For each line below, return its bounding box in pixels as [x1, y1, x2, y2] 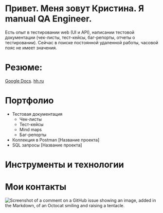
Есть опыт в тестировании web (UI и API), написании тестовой [5, 29, 135, 35]
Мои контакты [5, 181, 67, 193]
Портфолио [5, 95, 54, 106]
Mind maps [19, 126, 42, 132]
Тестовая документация [12, 111, 63, 117]
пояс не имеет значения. [5, 45, 57, 51]
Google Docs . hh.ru [5, 78, 44, 84]
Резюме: [5, 62, 43, 73]
